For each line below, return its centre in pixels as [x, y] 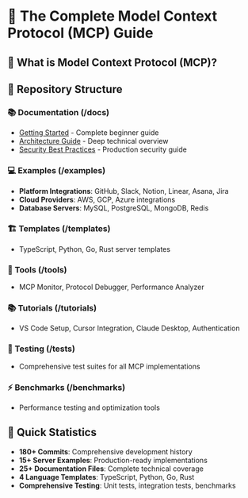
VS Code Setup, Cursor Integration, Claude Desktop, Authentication [129, 328]
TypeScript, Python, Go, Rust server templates [95, 249]
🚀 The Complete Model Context [113, 16]
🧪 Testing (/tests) [42, 349]
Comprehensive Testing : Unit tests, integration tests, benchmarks [127, 485]
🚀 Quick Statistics [52, 432]
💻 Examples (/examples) [57, 171]
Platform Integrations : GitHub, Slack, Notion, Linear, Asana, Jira [124, 191]
